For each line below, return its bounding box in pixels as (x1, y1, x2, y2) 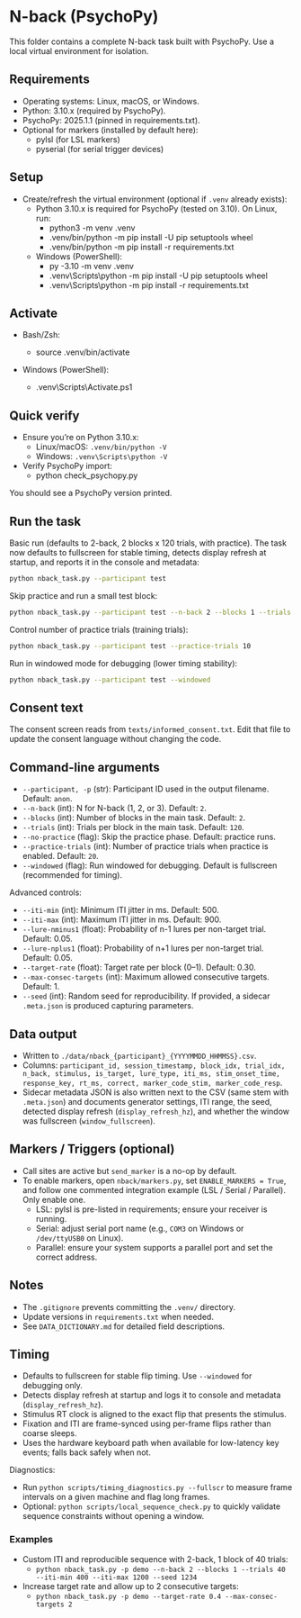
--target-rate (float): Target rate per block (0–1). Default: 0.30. (22, 962, 256, 973)
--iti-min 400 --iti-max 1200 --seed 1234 (35, 1573, 198, 1582)
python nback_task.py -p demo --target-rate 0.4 (35, 1592, 222, 1601)
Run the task (9, 513, 82, 529)
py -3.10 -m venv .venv (49, 260, 135, 271)
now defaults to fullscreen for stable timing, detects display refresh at (9, 547, 267, 557)
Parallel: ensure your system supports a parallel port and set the (35, 1242, 273, 1252)
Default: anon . (22, 793, 73, 804)
